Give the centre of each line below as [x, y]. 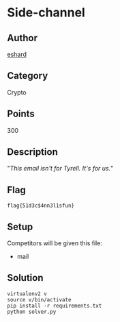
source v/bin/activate [39, 299]
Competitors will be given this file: [55, 243]
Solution [25, 278]
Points [21, 114]
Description [32, 152]
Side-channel [46, 13]
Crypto [17, 92]
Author [22, 38]
